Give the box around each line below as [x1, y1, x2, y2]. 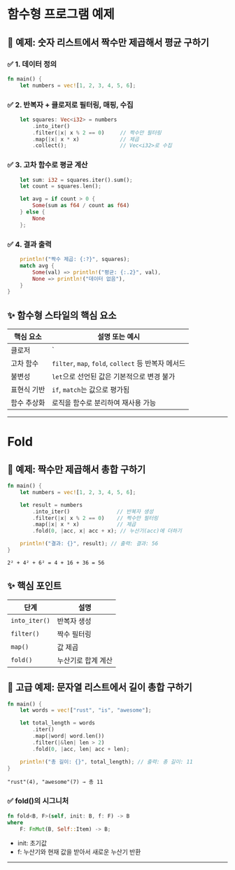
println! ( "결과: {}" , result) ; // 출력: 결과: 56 [20, 540, 159, 547]
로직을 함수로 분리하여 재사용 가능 [51, 398, 156, 408]
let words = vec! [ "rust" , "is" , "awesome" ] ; [20, 707, 152, 714]
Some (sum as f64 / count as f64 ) [32, 202, 130, 209]
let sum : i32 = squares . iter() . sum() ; [20, 176, 133, 183]
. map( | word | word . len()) [32, 733, 105, 740]
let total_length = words [20, 720, 96, 727]
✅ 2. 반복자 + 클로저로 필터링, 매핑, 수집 [7, 99, 134, 109]
